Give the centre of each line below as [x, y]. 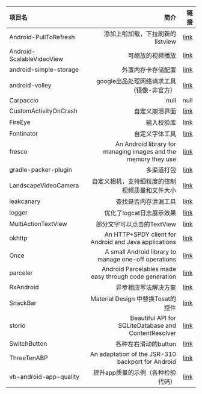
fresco [19, 152]
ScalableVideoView [36, 59]
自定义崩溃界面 [155, 111]
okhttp [19, 238]
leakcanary [25, 201]
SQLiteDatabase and [147, 326]
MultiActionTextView [38, 224]
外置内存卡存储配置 [149, 70]
